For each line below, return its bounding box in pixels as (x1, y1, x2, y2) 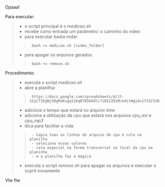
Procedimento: (5, 70, 35, 76)
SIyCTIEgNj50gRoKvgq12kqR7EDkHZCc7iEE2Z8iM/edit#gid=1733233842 (29, 98, 164, 103)
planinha (29, 150, 48, 155)
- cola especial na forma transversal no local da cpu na (31, 145, 153, 150)
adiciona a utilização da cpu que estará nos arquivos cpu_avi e (24, 113, 152, 118)
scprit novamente (24, 168, 60, 174)
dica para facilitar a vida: (24, 123, 75, 128)
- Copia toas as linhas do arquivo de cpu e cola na (31, 132, 142, 137)
